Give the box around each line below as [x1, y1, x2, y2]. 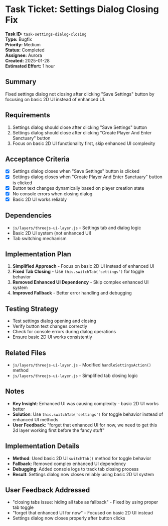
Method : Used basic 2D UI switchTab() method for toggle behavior [12, 455, 151, 461]
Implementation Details [5, 442, 80, 450]
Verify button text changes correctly [12, 323, 88, 329]
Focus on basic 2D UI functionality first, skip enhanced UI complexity [12, 140, 155, 146]
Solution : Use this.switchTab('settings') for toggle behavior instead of [12, 411, 163, 417]
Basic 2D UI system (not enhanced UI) [12, 230, 92, 236]
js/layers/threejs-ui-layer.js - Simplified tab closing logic [12, 372, 138, 379]
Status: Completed [5, 47, 45, 53]
